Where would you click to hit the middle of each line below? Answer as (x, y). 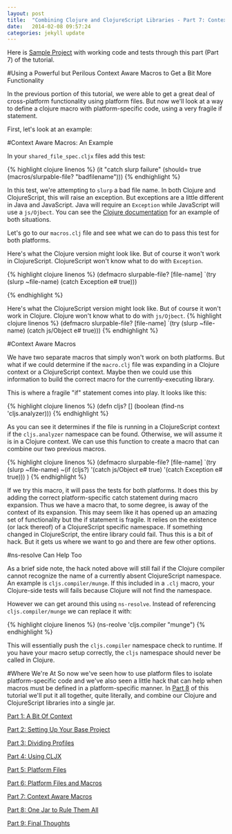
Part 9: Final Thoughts (39, 824)
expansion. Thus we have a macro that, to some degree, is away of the (108, 505)
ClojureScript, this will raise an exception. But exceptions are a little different (116, 198)
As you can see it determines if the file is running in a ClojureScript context (114, 427)
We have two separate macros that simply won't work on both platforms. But (116, 357)
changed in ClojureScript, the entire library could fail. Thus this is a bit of (110, 534)
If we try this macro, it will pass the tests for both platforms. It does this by (113, 491)
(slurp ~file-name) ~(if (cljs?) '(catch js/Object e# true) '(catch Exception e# (115, 470)
